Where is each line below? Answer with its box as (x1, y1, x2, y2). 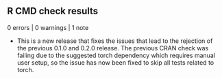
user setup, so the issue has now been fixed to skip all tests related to (16, 58, 214, 67)
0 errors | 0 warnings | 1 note (7, 23, 89, 31)
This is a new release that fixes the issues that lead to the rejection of (16, 37, 213, 45)
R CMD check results (7, 5, 99, 17)
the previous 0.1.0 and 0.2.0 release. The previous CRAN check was (16, 44, 209, 52)
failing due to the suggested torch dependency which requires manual (16, 51, 216, 59)
